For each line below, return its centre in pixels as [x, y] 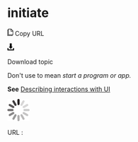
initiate [28, 13]
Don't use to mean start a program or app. [69, 75]
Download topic [30, 61]
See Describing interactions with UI [59, 89]
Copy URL [29, 33]
